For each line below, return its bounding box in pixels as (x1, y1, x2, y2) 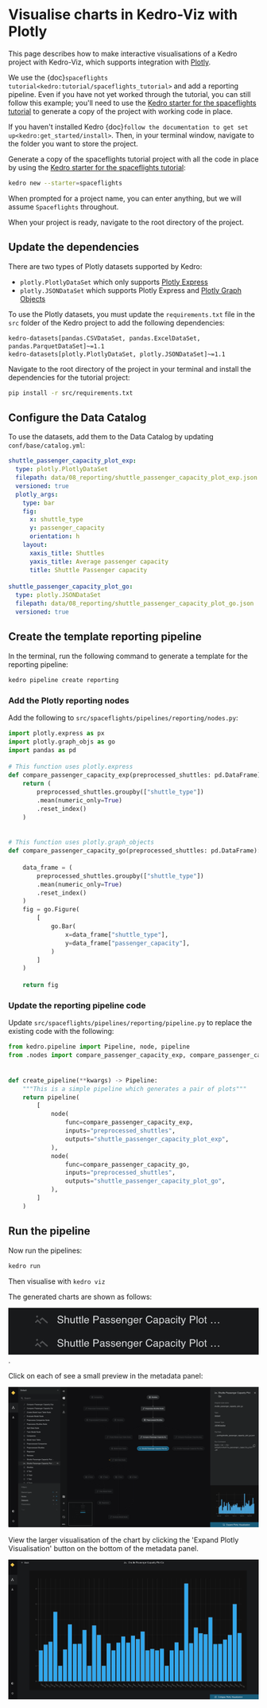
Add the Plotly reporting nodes (8, 695, 130, 706)
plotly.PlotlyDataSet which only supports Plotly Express (19, 277, 208, 287)
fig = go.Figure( (22, 906, 80, 914)
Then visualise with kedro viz (8, 1276, 106, 1286)
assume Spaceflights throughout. (8, 201, 119, 212)
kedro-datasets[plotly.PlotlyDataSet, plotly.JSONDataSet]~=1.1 (8, 350, 226, 358)
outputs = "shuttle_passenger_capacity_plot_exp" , (64, 1135, 229, 1143)
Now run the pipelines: (8, 1246, 83, 1255)
